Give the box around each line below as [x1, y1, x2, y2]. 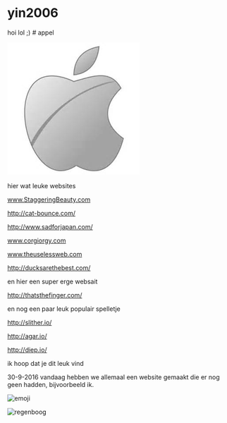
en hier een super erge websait [7, 277, 98, 286]
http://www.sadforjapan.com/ [7, 222, 93, 231]
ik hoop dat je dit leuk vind [7, 359, 85, 367]
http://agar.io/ [7, 331, 47, 340]
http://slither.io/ [7, 318, 52, 326]
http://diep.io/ [7, 345, 47, 354]
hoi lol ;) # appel [7, 28, 54, 37]
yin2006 [7, 5, 59, 21]
